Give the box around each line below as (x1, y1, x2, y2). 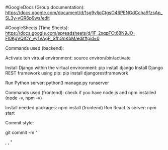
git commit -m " (5, 129, 38, 135)
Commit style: (5, 120, 34, 125)
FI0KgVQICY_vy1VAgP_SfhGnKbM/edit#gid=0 (5, 35, 100, 41)
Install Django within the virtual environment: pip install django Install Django (5, 65, 163, 70)
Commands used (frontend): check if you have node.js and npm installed (5, 90, 156, 95)
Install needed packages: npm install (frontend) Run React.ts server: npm (5, 105, 157, 110)
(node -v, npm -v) (5, 95, 42, 101)
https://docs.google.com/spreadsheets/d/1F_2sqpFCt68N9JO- (5, 30, 136, 36)
